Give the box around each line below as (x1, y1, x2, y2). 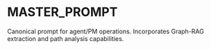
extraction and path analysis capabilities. (7, 34, 124, 42)
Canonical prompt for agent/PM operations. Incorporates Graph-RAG (7, 27, 205, 35)
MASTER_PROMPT (7, 4, 118, 20)
